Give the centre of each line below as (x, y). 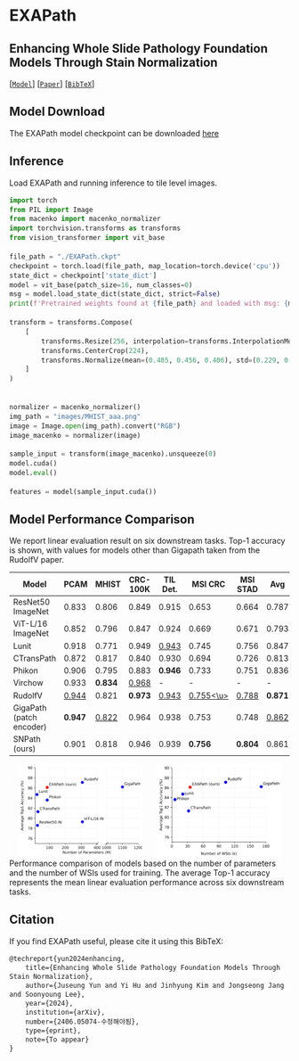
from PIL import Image (51, 210)
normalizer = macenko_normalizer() (75, 407)
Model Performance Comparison (102, 519)
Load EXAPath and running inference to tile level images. (113, 183)
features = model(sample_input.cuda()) (83, 491)
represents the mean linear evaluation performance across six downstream (147, 882)
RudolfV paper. (37, 560)
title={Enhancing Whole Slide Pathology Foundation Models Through (153, 967)
